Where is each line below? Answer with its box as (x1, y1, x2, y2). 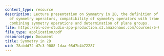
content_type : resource (5, 7, 54, 12)
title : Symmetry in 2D (5, 39, 51, 44)
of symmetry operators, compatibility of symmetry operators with (9, 16, 147, 21)
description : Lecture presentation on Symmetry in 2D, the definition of (5, 12, 159, 17)
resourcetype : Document (5, 35, 54, 39)
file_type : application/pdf (5, 30, 62, 35)
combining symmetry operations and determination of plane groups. (9, 20, 150, 26)
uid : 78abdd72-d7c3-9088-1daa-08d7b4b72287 (5, 43, 95, 48)
